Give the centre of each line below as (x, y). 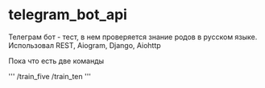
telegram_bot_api (68, 15)
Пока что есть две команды (56, 61)
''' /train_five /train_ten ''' (50, 76)
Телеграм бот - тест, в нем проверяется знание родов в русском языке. (133, 37)
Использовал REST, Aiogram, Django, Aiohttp (85, 45)
